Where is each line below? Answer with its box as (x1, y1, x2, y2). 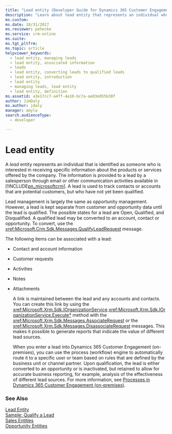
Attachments (12, 285, 40, 292)
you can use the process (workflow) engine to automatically (36, 349, 163, 355)
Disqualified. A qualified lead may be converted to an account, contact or (5, 214, 160, 221)
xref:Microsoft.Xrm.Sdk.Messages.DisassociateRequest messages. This (12, 322, 165, 329)
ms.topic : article (5, 46, 45, 51)
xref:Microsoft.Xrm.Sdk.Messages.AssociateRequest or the (12, 317, 138, 323)
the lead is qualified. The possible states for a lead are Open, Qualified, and (5, 209, 164, 215)
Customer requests (12, 256, 54, 262)
